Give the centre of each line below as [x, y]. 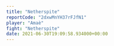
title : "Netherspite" [33, 12]
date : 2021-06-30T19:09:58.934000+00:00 [57, 34]
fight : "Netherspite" [33, 28]
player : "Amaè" [25, 23]
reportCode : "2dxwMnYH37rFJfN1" [46, 17]
